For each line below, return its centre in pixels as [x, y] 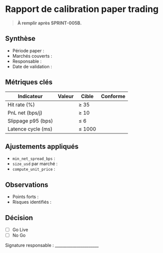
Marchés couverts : [32, 56]
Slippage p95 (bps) [30, 121]
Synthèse [20, 39]
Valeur [66, 96]
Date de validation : [32, 66]
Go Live [20, 230]
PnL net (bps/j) [25, 113]
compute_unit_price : [34, 169]
